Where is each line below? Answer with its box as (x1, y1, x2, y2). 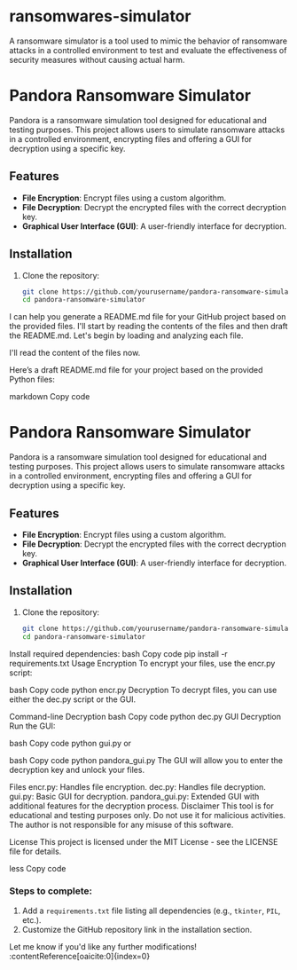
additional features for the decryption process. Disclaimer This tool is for (9, 800, 274, 811)
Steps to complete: (9, 885, 93, 897)
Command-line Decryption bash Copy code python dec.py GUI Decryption (9, 711, 282, 722)
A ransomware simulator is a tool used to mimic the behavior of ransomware (9, 35, 288, 46)
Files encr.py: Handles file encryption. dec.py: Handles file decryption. (9, 781, 266, 792)
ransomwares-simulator (9, 6, 191, 27)
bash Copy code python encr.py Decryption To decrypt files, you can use (9, 684, 277, 695)
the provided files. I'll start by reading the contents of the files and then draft (9, 321, 288, 332)
